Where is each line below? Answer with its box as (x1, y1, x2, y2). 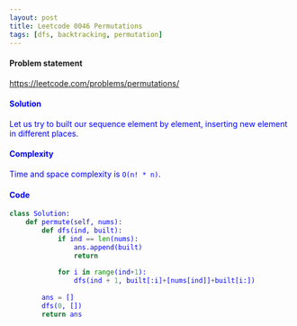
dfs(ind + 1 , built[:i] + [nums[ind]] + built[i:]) (73, 276, 256, 285)
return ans (41, 310, 83, 319)
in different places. (9, 128, 79, 139)
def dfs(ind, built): (41, 226, 123, 235)
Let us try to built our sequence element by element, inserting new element (9, 118, 288, 129)
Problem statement (9, 58, 83, 68)
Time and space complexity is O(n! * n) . (9, 168, 161, 179)
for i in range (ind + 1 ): (57, 267, 147, 277)
